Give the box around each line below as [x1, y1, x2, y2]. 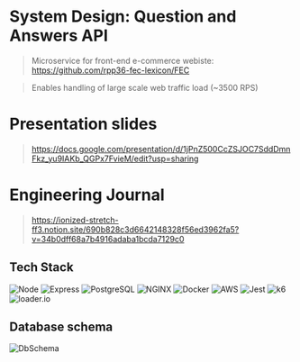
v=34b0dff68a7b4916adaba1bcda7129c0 [31, 233, 185, 244]
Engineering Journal [9, 185, 165, 205]
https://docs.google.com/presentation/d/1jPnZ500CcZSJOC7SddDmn [31, 143, 291, 154]
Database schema [9, 320, 114, 335]
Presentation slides [9, 114, 158, 134]
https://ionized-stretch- [31, 214, 119, 225]
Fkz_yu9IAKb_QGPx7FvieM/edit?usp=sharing [31, 153, 199, 164]
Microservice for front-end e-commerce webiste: [31, 55, 214, 66]
